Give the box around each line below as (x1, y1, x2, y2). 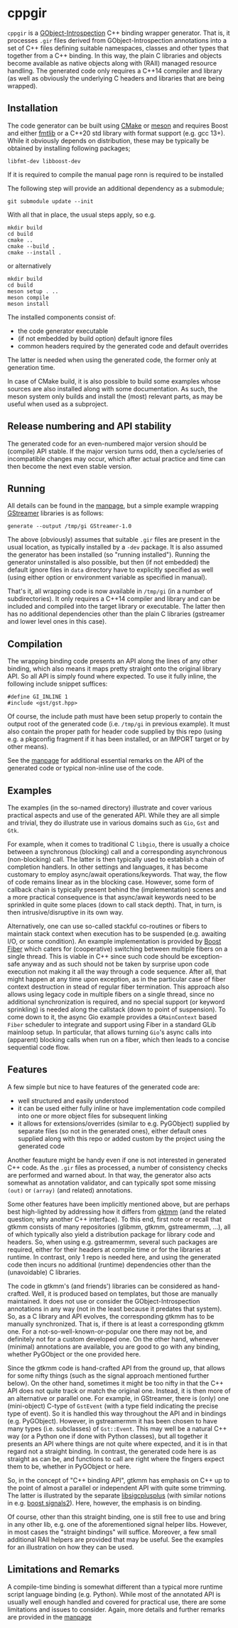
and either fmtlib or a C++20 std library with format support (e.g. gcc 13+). (7, 128, 225, 137)
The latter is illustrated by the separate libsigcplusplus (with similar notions (7, 1491, 226, 1500)
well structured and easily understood (17, 1096, 129, 1105)
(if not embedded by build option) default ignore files (17, 334, 173, 343)
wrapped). (7, 81, 38, 90)
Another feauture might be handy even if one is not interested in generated (7, 1155, 227, 1164)
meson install (7, 300, 50, 307)
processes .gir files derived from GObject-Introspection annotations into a (7, 36, 227, 44)
